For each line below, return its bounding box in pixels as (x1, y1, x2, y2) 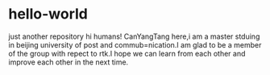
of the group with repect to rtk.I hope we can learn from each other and (8, 48, 246, 58)
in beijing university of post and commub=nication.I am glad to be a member (8, 40, 262, 49)
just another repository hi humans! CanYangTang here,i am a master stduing (8, 31, 260, 41)
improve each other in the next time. (8, 57, 129, 67)
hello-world (8, 5, 89, 23)
